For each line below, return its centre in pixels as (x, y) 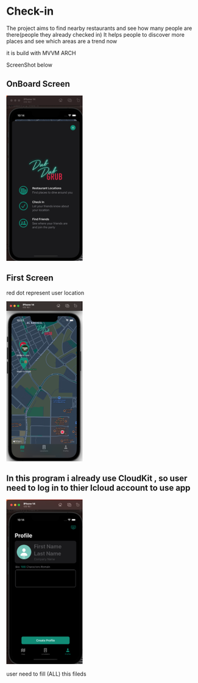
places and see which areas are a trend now (62, 41)
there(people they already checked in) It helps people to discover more (95, 34)
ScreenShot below (30, 65)
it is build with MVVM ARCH (41, 53)
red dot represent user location (45, 293)
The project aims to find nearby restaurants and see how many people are (99, 28)
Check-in (30, 11)
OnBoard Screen (38, 84)
